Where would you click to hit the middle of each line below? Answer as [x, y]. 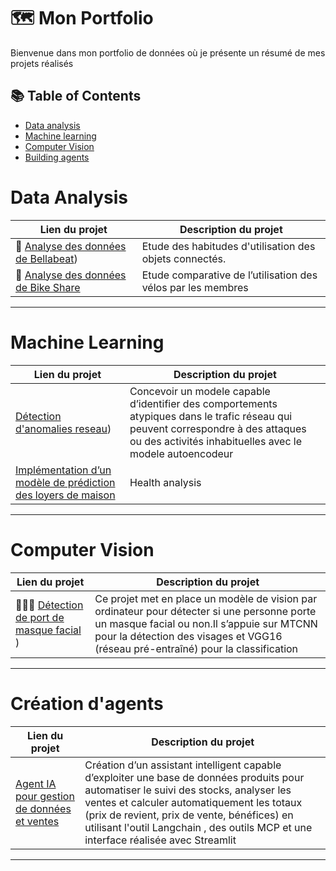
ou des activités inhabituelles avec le [216, 441]
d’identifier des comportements [203, 403]
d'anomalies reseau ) [63, 428]
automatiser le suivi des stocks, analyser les [188, 790]
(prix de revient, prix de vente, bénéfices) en [189, 815]
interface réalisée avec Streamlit [160, 840]
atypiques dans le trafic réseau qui [211, 416]
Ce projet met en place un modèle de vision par [206, 598]
